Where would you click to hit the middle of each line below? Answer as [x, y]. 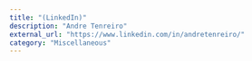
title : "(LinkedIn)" [48, 17]
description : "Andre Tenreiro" [68, 26]
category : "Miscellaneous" [60, 43]
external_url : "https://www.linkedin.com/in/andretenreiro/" [127, 34]
